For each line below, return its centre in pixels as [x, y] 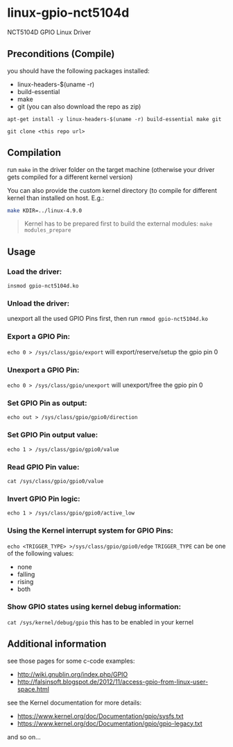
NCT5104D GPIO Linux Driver [49, 32]
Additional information [57, 644]
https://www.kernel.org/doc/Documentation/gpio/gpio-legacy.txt [110, 723]
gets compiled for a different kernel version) [70, 177]
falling [26, 574]
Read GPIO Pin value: [43, 466]
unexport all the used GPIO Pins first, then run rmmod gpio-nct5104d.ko [107, 319]
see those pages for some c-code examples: [71, 661]
